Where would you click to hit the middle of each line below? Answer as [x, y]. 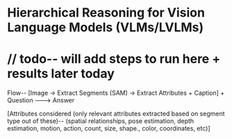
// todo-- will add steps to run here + [114, 59]
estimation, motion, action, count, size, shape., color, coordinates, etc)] [109, 129]
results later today [61, 74]
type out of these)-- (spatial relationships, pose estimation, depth [101, 121]
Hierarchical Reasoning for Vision [106, 13]
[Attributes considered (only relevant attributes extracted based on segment [116, 114]
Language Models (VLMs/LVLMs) [106, 27]
